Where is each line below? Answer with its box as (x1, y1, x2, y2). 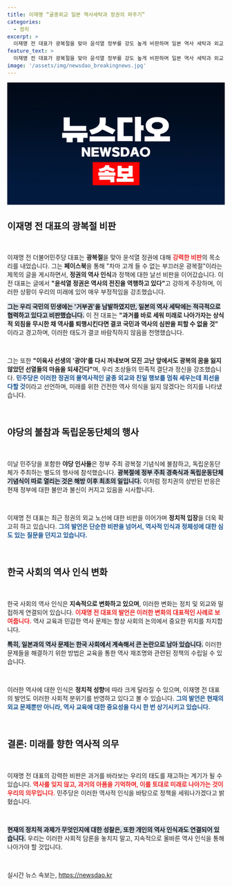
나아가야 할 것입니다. (7, 842, 63, 851)
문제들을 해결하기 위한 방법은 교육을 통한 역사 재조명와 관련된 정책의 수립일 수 (7, 648, 215, 657)
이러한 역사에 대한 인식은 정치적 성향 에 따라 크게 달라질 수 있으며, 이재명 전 (7, 685, 207, 694)
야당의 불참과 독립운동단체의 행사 (7, 426, 139, 438)
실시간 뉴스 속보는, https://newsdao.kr (7, 871, 113, 879)
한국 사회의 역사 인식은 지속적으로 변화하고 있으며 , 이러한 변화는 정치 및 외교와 (7, 599, 217, 607)
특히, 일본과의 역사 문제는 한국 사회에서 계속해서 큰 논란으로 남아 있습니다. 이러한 (7, 640, 222, 648)
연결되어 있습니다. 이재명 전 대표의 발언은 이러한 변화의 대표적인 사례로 (25, 608, 213, 616)
